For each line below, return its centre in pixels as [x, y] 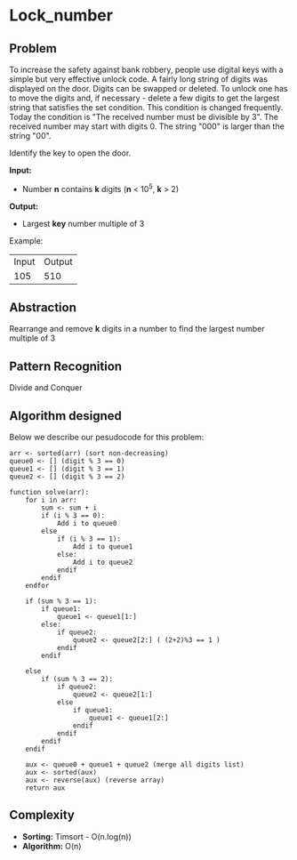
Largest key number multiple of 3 [83, 223]
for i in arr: [51, 500]
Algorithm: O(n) [52, 846]
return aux [45, 788]
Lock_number [61, 16]
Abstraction [43, 308]
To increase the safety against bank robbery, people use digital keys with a [146, 69]
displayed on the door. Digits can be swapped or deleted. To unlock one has [148, 88]
